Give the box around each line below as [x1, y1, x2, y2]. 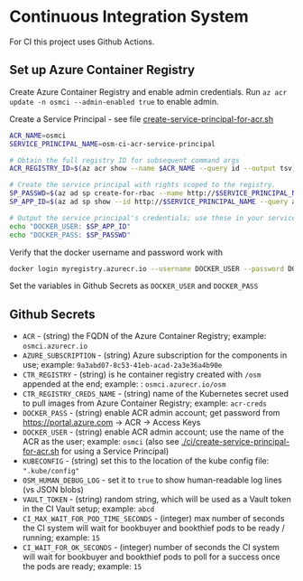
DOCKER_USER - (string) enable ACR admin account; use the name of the [22, 426, 284, 437]
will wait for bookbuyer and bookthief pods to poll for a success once [22, 551, 280, 562]
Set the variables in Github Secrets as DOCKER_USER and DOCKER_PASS [9, 280, 259, 291]
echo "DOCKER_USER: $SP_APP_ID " [9, 221, 131, 231]
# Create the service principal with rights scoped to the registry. [9, 181, 277, 190]
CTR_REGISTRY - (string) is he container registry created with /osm [22, 369, 262, 380]
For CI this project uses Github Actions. [9, 36, 155, 47]
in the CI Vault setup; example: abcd [22, 503, 155, 514]
